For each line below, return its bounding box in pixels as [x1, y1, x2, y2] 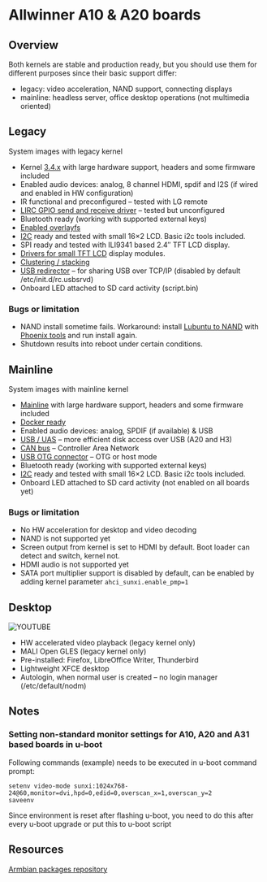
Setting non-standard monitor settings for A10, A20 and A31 [8, 729, 250, 741]
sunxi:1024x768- [73, 782, 129, 790]
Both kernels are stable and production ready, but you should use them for [8, 59, 257, 69]
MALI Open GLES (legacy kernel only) [19, 646, 147, 656]
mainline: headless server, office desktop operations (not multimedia [19, 93, 250, 102]
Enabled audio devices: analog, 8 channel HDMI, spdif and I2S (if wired [19, 179, 258, 189]
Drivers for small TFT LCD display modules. [19, 248, 166, 258]
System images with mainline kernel [8, 384, 129, 393]
